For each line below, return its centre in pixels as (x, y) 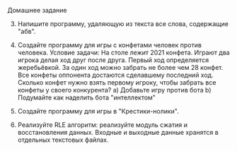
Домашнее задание (37, 10)
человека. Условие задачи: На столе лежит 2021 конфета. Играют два (123, 53)
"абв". (27, 31)
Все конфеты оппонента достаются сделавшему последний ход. (115, 75)
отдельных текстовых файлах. (63, 140)
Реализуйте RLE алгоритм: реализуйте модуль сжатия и (102, 125)
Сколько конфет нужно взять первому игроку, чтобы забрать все (117, 83)
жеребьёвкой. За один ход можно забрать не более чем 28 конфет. (120, 67)
